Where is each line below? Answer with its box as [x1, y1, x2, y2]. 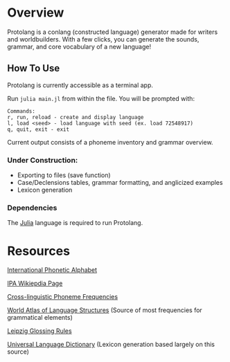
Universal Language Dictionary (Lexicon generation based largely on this [7, 341, 215, 349]
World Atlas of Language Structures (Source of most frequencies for [7, 306, 202, 314]
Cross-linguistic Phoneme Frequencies [7, 293, 118, 301]
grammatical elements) [7, 314, 73, 322]
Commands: [7, 107, 36, 115]
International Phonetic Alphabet [7, 266, 98, 274]
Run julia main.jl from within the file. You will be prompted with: [7, 94, 195, 102]
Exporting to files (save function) [17, 171, 111, 179]
